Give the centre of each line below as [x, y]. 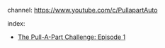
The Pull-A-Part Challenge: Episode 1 [72, 37]
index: [16, 23]
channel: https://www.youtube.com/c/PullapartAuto [82, 10]
